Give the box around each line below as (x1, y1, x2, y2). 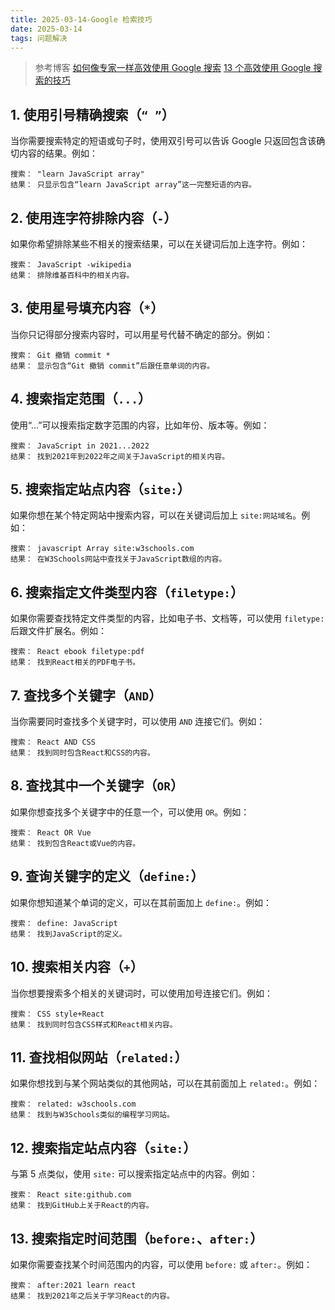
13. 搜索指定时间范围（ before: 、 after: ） (10, 1230, 264, 1247)
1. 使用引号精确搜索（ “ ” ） (10, 106, 175, 123)
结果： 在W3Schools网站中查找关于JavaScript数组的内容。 (10, 554, 227, 565)
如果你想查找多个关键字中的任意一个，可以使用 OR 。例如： (10, 806, 250, 818)
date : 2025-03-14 (10, 24, 83, 34)
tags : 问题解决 (10, 33, 68, 43)
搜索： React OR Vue (10, 827, 92, 838)
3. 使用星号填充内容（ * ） (10, 300, 165, 317)
